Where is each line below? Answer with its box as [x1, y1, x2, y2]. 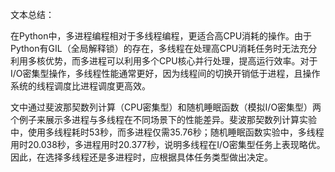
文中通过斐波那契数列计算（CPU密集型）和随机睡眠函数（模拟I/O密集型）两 [10, 101, 322, 113]
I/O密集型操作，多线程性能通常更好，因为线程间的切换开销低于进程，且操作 [10, 68, 321, 79]
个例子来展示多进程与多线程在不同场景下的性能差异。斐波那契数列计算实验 [10, 114, 317, 125]
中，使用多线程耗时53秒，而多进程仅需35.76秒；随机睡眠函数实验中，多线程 [10, 126, 325, 138]
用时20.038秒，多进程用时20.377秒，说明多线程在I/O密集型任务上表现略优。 [10, 139, 326, 150]
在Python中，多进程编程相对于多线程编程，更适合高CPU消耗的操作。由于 [10, 30, 313, 42]
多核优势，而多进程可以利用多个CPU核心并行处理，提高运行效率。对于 [27, 55, 318, 67]
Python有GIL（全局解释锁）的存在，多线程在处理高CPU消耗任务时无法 [10, 43, 300, 54]
